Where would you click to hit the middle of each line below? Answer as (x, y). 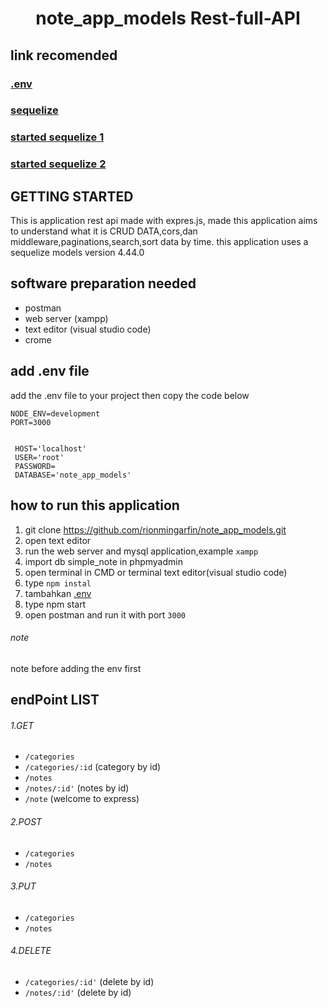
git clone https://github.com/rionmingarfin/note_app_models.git (155, 529)
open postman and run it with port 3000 (105, 614)
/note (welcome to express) (82, 799)
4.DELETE (31, 951)
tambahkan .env (58, 593)
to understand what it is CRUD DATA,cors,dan (104, 231)
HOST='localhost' (50, 448)
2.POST (26, 821)
